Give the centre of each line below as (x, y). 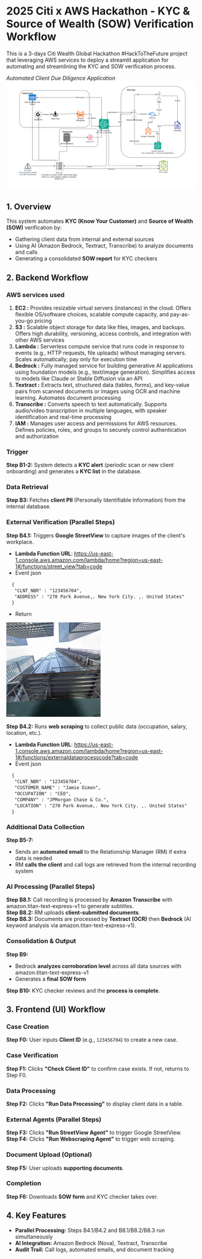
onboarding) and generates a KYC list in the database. (74, 472)
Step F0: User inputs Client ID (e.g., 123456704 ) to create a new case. (92, 1040)
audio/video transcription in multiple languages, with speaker (91, 410)
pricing (43, 321)
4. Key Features (36, 1216)
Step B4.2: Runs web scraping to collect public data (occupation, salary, (97, 726)
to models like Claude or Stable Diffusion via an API (79, 378)
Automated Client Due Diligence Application (61, 78)
